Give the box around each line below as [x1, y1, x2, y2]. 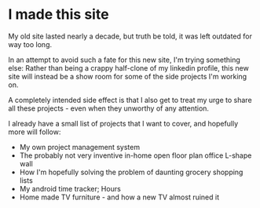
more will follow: [8, 127, 61, 137]
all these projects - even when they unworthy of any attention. [8, 104, 210, 113]
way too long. [8, 39, 53, 49]
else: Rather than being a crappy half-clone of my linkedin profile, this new [8, 63, 249, 72]
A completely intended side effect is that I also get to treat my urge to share [8, 95, 253, 104]
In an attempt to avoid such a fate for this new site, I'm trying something [8, 55, 241, 64]
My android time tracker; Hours [19, 184, 122, 193]
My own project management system [19, 142, 140, 151]
